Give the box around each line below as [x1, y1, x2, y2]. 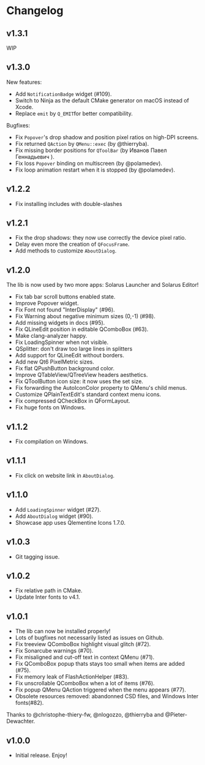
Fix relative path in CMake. [15, 587, 83, 595]
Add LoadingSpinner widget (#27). [15, 506, 101, 513]
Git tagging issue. [15, 553, 60, 560]
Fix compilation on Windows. [15, 438, 89, 445]
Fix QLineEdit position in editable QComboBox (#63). [15, 325, 149, 333]
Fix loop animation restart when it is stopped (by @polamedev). [15, 166, 176, 173]
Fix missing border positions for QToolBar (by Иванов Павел [15, 147, 167, 154]
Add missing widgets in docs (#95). [15, 319, 105, 327]
